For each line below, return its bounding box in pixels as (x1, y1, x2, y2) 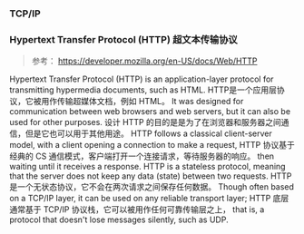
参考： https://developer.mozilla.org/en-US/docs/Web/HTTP (31, 55, 258, 66)
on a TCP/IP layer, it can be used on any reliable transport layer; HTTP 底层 (9, 193, 289, 204)
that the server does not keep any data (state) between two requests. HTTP (9, 171, 292, 181)
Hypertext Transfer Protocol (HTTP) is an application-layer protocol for (9, 73, 274, 84)
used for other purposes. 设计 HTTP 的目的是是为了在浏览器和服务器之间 (9, 117, 281, 128)
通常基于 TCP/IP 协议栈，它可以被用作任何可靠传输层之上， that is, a (9, 204, 265, 215)
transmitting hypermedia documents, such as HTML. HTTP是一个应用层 (9, 84, 277, 95)
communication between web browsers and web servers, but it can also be (9, 106, 291, 117)
